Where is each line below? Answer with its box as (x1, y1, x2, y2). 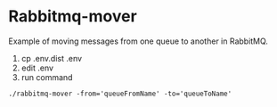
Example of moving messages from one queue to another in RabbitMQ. (8, 36, 269, 46)
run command (20, 71, 73, 82)
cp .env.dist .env (20, 53, 82, 63)
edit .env (20, 62, 54, 73)
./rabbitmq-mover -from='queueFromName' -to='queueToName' (8, 89, 232, 98)
